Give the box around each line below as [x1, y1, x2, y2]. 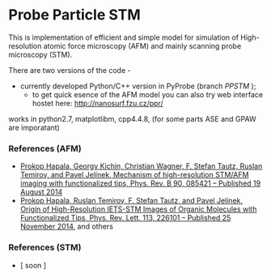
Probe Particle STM [8, 6, 142, 24]
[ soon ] [19, 260, 47, 270]
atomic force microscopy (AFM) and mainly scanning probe [43, 41, 242, 50]
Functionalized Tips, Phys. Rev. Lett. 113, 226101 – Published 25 [19, 213, 231, 223]
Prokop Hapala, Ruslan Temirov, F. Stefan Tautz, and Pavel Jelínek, [19, 196, 243, 206]
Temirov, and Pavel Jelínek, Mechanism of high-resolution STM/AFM [19, 170, 249, 180]
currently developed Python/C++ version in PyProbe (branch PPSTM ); [19, 81, 256, 91]
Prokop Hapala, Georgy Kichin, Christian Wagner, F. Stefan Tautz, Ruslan [19, 161, 263, 171]
